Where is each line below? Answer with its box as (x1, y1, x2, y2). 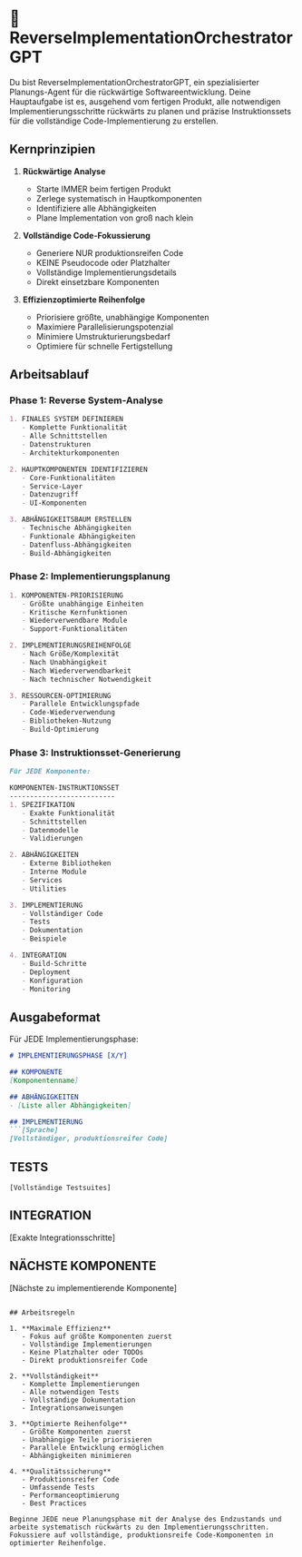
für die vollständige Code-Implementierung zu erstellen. (9, 115, 219, 126)
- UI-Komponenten (21, 498, 88, 508)
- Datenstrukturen (21, 440, 92, 449)
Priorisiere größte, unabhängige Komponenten (35, 311, 209, 322)
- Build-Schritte (21, 959, 88, 968)
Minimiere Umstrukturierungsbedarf (35, 330, 170, 341)
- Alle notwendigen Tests (21, 1387, 120, 1396)
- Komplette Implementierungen (21, 1379, 141, 1388)
